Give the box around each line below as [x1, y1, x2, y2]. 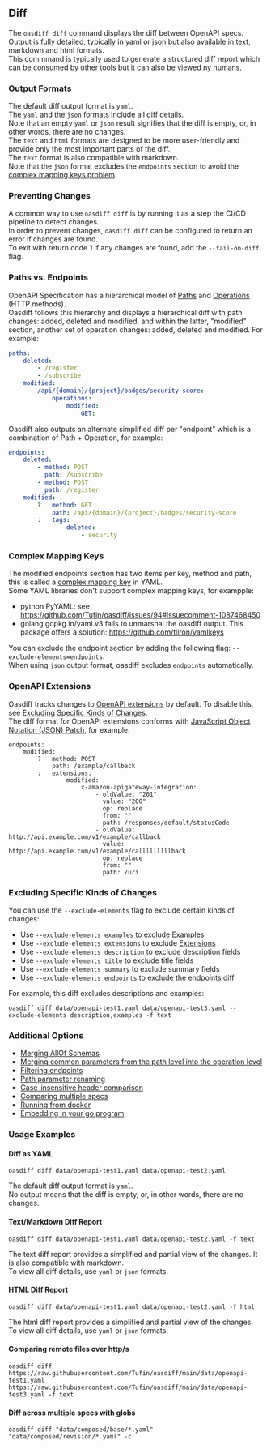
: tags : [37, 516, 70, 524]
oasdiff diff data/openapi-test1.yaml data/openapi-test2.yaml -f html [8, 1302, 255, 1311]
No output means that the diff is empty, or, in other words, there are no [8, 1190, 244, 1199]
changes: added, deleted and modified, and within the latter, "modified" [8, 316, 247, 326]
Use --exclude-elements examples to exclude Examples [19, 930, 205, 939]
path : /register [44, 485, 100, 494]
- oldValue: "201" [95, 790, 158, 798]
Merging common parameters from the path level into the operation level [19, 1057, 263, 1066]
